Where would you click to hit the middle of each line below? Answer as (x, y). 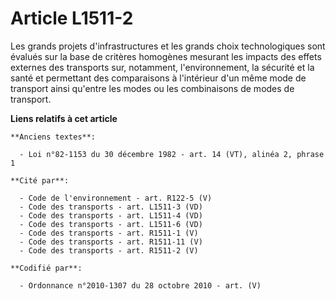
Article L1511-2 (72, 18)
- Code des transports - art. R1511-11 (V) (111, 242)
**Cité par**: (40, 180)
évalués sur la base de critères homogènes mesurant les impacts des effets (166, 56)
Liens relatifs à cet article (64, 118)
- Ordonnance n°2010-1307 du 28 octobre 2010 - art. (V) (140, 285)
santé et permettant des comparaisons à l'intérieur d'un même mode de (158, 78)
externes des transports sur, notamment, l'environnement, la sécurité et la (162, 67)
